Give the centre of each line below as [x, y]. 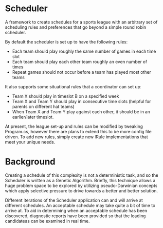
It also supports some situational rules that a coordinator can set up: [73, 86]
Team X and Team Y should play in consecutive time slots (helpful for [81, 101]
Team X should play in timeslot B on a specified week [65, 96]
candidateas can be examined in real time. [47, 221]
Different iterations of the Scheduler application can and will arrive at [74, 200]
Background [30, 162]
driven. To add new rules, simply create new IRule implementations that [77, 137]
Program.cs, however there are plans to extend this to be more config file [78, 131]
